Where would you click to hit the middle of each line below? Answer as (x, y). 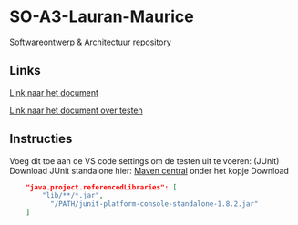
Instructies (41, 139)
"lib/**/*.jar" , (73, 196)
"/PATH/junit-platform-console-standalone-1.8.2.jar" (154, 204)
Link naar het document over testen (76, 110)
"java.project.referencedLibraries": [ (102, 187)
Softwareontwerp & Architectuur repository (90, 42)
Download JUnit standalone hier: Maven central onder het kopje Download (149, 170)
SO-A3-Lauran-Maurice (102, 17)
